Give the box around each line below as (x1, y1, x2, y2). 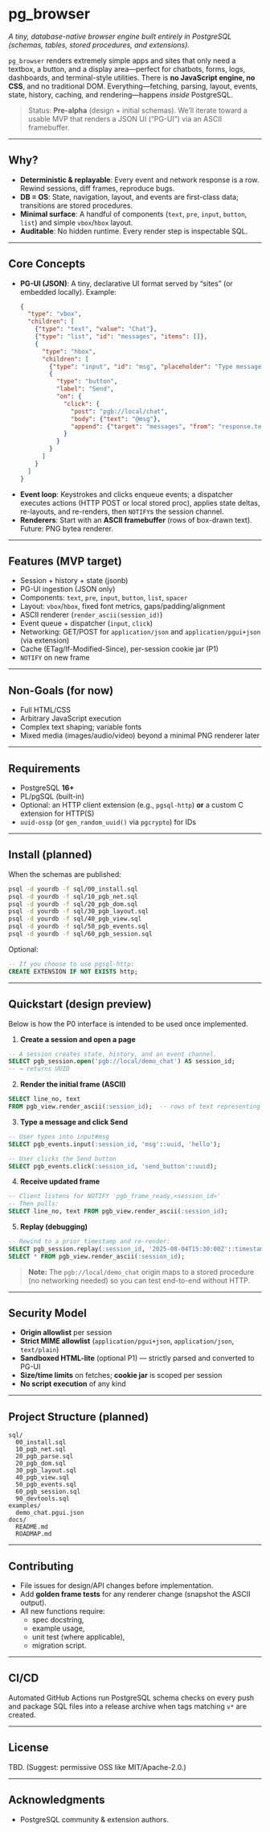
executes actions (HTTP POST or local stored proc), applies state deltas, (19, 498, 260, 507)
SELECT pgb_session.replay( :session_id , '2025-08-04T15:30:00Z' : (8, 1245, 231, 1253)
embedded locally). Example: (19, 287, 117, 296)
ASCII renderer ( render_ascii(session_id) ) (19, 610, 163, 620)
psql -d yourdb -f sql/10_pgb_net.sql (8, 892, 138, 900)
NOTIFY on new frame (19, 653, 90, 663)
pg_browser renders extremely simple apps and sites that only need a (8, 56, 236, 65)
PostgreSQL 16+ (19, 783, 75, 792)
